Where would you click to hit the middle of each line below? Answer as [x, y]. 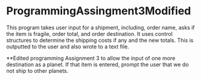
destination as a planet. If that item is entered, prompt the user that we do [97, 64]
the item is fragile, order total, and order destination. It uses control [90, 33]
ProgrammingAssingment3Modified [99, 11]
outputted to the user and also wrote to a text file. [68, 47]
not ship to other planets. [37, 70]
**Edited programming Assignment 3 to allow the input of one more [91, 58]
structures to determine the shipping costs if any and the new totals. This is [100, 40]
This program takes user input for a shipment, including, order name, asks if [101, 27]
